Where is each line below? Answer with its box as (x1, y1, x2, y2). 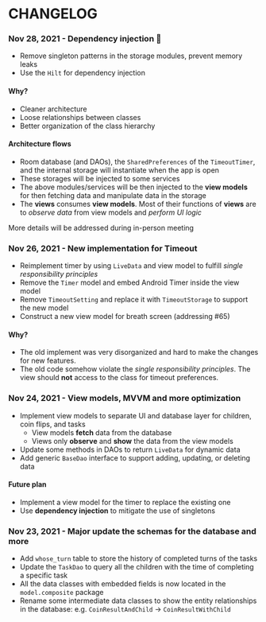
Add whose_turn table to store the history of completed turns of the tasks (19, 554, 258, 563)
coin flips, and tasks (19, 419, 86, 429)
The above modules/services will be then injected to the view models (19, 182, 248, 192)
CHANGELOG (8, 5, 98, 23)
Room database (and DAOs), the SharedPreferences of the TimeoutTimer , (19, 157, 256, 166)
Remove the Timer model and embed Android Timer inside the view (19, 278, 240, 287)
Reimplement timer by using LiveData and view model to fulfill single (19, 261, 244, 270)
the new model (19, 303, 69, 313)
